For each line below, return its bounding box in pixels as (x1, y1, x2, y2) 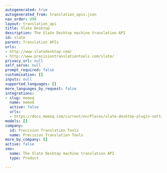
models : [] (5, 118, 28, 124)
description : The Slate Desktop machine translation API (5, 30, 126, 35)
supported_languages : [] (5, 81, 57, 86)
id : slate (5, 35, 26, 40)
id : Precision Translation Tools (9, 128, 79, 133)
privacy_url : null (5, 58, 43, 63)
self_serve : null (5, 63, 41, 68)
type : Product (9, 156, 39, 161)
